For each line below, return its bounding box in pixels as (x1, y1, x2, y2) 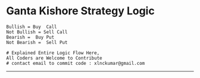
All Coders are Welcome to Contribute (6, 55, 102, 61)
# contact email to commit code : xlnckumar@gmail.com (6, 60, 145, 66)
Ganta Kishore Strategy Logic (6, 4, 155, 18)
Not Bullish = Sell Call (6, 29, 68, 35)
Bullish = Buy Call (6, 24, 58, 30)
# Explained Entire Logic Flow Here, (6, 49, 100, 56)
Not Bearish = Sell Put (6, 39, 68, 45)
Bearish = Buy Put (6, 34, 55, 40)
